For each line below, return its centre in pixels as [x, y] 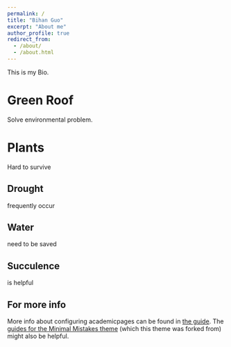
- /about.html [34, 53]
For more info [37, 304]
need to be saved [32, 244]
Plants [26, 147]
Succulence [34, 266]
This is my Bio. [28, 72]
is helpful [20, 283]
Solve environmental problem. [50, 120]
